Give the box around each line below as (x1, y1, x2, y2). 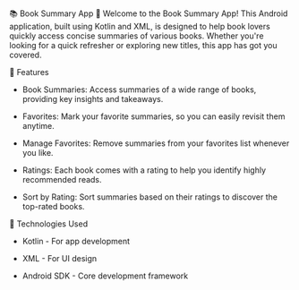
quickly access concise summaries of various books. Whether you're (9, 30, 264, 41)
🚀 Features (9, 67, 49, 77)
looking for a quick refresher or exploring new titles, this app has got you (9, 40, 278, 50)
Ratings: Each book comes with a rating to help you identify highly (21, 165, 267, 175)
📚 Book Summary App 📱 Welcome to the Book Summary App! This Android (9, 8, 288, 19)
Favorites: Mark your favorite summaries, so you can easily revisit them (21, 111, 286, 122)
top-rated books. (21, 201, 85, 211)
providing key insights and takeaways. (21, 94, 164, 104)
